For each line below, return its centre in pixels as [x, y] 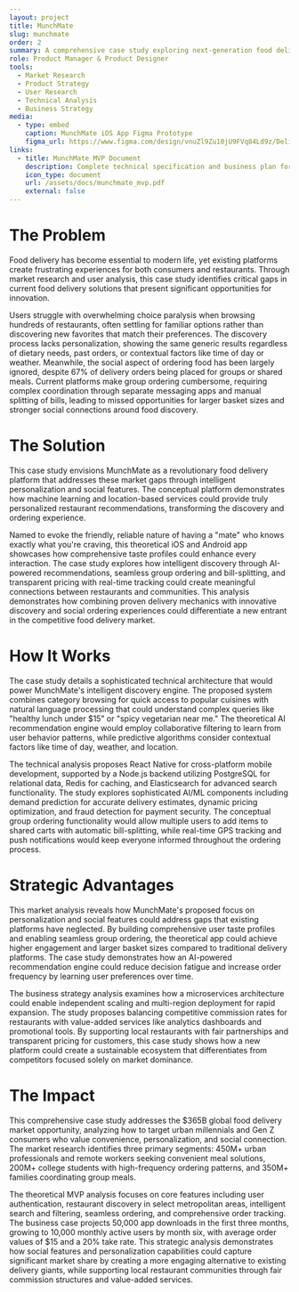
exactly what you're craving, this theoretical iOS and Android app [128, 544]
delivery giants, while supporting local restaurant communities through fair [146, 1270]
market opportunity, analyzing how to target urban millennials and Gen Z [142, 1129]
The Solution [57, 446]
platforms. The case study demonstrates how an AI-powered [121, 957]
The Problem [57, 236]
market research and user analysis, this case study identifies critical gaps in [148, 279]
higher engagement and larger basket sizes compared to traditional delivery [148, 947]
